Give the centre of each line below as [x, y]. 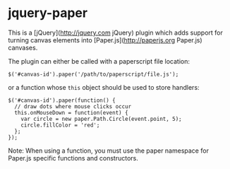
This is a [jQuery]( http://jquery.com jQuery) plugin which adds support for [115, 33]
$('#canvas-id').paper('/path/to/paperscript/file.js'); [93, 74]
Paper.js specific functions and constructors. [73, 158]
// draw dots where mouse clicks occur [73, 106]
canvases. [23, 47]
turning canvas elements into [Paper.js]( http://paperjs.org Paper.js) [105, 40]
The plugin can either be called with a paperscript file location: [99, 61]
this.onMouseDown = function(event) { [72, 112]
